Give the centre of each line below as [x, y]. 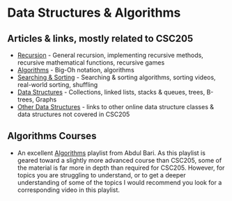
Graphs [46, 99]
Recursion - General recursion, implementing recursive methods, [110, 55]
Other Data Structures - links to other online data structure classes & [116, 107]
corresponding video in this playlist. [69, 190]
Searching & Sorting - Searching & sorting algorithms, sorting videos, [116, 77]
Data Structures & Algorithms [94, 13]
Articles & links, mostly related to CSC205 [100, 39]
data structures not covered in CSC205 [74, 114]
